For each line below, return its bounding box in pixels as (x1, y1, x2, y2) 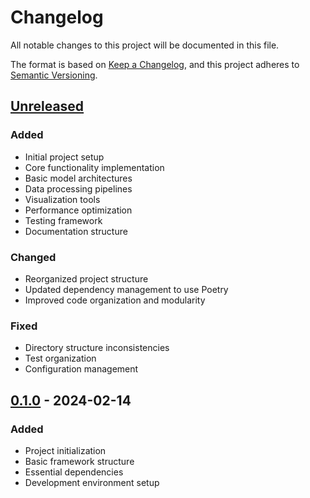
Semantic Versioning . (10, 69, 98, 81)
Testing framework (24, 214, 103, 226)
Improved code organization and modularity (24, 294, 206, 306)
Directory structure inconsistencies (24, 342, 170, 354)
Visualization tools (24, 193, 101, 205)
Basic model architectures (24, 172, 133, 184)
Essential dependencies (24, 466, 124, 478)
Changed (10, 250, 57, 264)
